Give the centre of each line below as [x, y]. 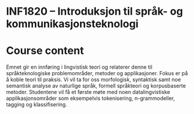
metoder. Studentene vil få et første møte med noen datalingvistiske [88, 92]
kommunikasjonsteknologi [72, 24]
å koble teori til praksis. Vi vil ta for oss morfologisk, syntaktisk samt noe [93, 80]
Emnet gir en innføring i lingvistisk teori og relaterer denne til [79, 67]
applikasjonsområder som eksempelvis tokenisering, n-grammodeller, [91, 98]
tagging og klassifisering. [37, 105]
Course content [45, 51]
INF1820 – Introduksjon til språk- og [95, 11]
